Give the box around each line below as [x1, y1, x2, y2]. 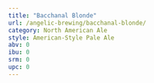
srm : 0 [8, 56, 30, 64]
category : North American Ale [8, 26, 108, 34]
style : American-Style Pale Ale [8, 33, 115, 42]
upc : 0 [8, 63, 30, 71]
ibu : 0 [8, 48, 30, 56]
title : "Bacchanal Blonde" [8, 11, 97, 20]
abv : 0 [8, 41, 30, 49]
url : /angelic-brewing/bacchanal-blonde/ [8, 19, 147, 27]
